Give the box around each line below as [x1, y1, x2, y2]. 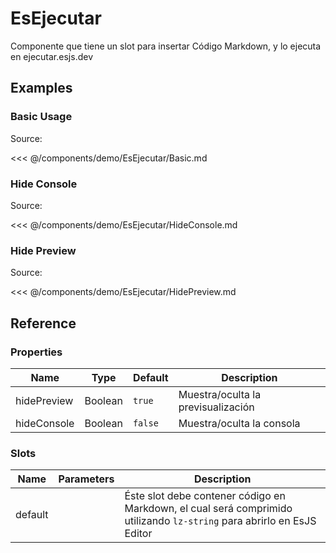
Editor [124, 527, 153, 541]
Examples [10, 80, 73, 97]
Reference [10, 315, 77, 332]
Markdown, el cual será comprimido [124, 502, 293, 516]
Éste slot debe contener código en [124, 489, 286, 503]
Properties [10, 345, 63, 359]
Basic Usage [10, 110, 73, 124]
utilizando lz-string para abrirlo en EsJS [124, 514, 317, 528]
